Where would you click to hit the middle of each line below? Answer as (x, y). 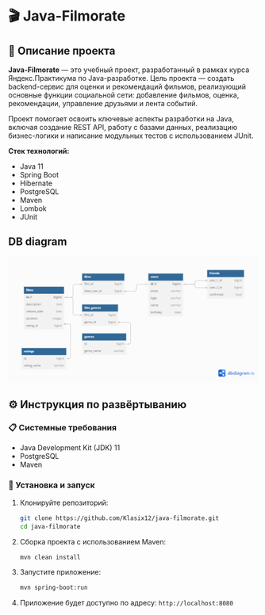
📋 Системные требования (63, 428)
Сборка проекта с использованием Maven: (93, 541)
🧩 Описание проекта (62, 50)
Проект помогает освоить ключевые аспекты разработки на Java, (121, 119)
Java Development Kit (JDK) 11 (70, 448)
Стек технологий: (39, 151)
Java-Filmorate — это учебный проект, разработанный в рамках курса (129, 70)
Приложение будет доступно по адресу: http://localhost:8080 (127, 603)
